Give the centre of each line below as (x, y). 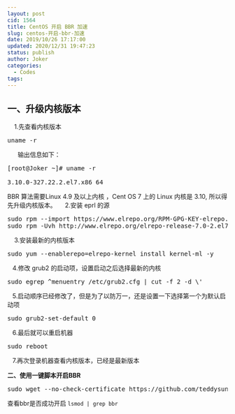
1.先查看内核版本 (37, 127)
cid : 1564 (22, 20)
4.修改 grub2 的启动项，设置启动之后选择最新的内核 (87, 268)
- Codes (25, 72)
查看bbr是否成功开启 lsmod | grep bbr (63, 404)
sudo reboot (28, 347)
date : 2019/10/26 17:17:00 (47, 40)
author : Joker (28, 59)
